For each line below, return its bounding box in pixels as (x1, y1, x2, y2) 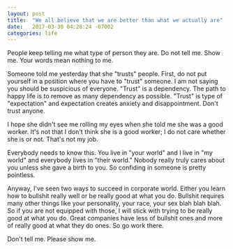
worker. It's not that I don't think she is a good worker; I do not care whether (7, 128, 226, 136)
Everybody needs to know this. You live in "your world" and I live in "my (7, 149, 213, 157)
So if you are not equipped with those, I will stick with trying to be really (7, 206, 213, 215)
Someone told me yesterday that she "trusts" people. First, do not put (7, 70, 207, 78)
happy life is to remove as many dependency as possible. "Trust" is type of (7, 92, 223, 100)
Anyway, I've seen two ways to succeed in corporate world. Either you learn (7, 184, 226, 193)
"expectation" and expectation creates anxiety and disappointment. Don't (7, 99, 218, 108)
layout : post (7, 10, 45, 17)
